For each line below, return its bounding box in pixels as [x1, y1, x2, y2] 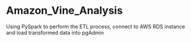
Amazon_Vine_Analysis [6, 4, 123, 17]
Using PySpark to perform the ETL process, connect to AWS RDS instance [6, 23, 186, 30]
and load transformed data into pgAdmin [6, 29, 104, 36]
